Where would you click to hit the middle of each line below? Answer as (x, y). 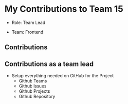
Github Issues (33, 86)
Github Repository (37, 97)
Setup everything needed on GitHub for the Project (63, 76)
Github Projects (34, 91)
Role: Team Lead (28, 22)
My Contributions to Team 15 (64, 9)
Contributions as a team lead (49, 64)
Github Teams (33, 81)
